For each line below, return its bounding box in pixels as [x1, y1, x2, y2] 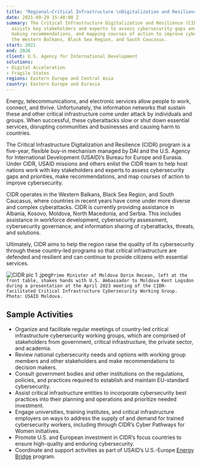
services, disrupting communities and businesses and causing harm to [6, 123, 181, 130]
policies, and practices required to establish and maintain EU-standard [14, 376, 189, 383]
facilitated [6, 288, 36, 294]
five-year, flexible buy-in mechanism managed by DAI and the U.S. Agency [6, 147, 190, 155]
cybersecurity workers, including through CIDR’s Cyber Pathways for [14, 420, 185, 428]
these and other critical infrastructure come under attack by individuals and [6, 110, 193, 117]
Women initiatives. [14, 427, 60, 434]
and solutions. [6, 229, 41, 236]
